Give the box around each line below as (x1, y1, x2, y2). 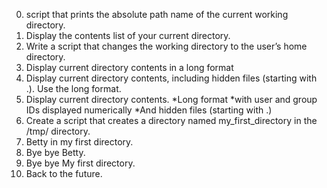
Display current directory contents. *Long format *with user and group (25, 94, 318, 105)
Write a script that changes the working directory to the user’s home (25, 40, 308, 52)
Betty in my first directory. (25, 136, 134, 148)
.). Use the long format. (25, 83, 122, 94)
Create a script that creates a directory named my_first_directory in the (25, 115, 318, 126)
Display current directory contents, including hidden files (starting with (25, 72, 318, 84)
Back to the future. (25, 168, 103, 179)
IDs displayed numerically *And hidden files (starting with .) (25, 104, 273, 116)
